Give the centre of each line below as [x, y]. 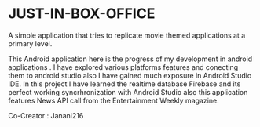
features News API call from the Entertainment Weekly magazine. [114, 100]
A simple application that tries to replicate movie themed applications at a [127, 35]
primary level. [30, 43]
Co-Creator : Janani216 [46, 115]
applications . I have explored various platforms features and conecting [123, 67]
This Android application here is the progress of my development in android [130, 59]
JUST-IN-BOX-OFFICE [82, 14]
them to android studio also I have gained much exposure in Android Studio [130, 75]
